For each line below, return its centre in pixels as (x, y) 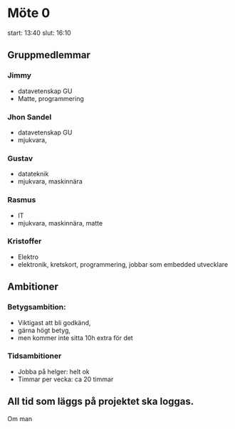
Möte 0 (29, 13)
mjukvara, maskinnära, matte (60, 223)
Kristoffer (25, 241)
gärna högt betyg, (44, 330)
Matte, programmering (51, 98)
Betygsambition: (37, 307)
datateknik (33, 174)
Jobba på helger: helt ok (54, 371)
